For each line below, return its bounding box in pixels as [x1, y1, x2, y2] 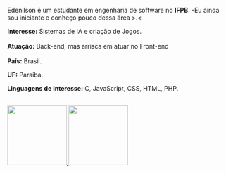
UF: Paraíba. [7, 70, 44, 79]
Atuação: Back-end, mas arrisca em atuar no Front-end [7, 42, 169, 50]
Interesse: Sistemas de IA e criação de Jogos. [7, 27, 142, 35]
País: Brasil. [7, 57, 42, 65]
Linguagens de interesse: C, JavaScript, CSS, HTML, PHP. [7, 84, 179, 92]
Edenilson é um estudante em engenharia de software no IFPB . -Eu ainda [7, 6, 220, 14]
